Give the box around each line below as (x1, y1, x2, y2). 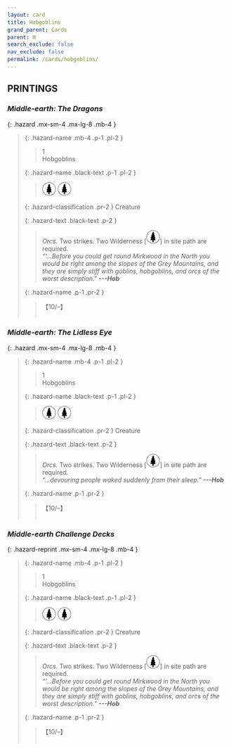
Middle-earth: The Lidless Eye (7, 328, 112, 338)
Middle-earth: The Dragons (7, 104, 103, 114)
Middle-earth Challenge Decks (7, 529, 115, 539)
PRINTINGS (7, 83, 58, 95)
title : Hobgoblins (7, 18, 61, 26)
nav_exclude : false (7, 49, 65, 56)
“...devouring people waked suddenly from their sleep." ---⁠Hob (41, 475, 225, 484)
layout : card (7, 11, 46, 18)
